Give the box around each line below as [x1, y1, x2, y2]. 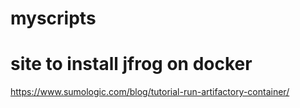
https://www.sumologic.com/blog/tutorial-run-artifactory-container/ [10, 86, 290, 98]
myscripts [10, 7, 97, 30]
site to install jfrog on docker [10, 53, 253, 76]
